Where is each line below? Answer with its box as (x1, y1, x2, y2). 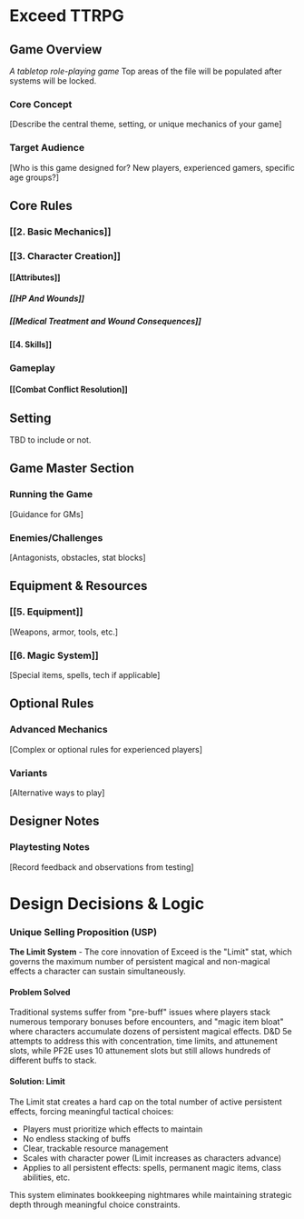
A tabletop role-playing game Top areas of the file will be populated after (9, 65, 282, 76)
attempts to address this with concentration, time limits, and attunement (9, 1035, 279, 1046)
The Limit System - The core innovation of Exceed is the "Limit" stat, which (9, 946, 292, 957)
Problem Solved (9, 986, 71, 997)
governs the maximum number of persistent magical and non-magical (9, 956, 270, 967)
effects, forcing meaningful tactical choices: (9, 1105, 174, 1116)
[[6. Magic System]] (9, 649, 99, 662)
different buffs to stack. (9, 1055, 97, 1066)
